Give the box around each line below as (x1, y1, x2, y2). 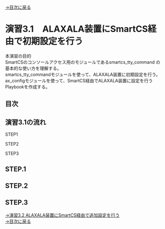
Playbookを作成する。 (5, 83, 50, 90)
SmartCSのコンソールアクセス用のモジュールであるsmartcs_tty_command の (5, 59, 161, 65)
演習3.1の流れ (5, 118, 46, 126)
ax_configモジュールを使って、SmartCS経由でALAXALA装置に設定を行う (5, 77, 153, 83)
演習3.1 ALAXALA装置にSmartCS (5, 24, 148, 35)
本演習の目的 (5, 53, 31, 59)
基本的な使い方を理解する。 (5, 65, 62, 71)
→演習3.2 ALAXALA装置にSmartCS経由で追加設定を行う (5, 212, 120, 218)
